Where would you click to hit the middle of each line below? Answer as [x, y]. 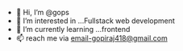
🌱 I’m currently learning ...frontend [73, 29]
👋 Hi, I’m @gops [43, 12]
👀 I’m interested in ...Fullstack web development [96, 21]
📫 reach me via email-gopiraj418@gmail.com [91, 38]
